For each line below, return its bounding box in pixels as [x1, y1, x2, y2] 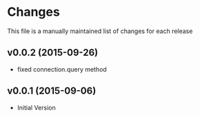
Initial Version [17, 103, 57, 111]
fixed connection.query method [17, 65, 107, 73]
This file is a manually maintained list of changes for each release [7, 27, 193, 35]
